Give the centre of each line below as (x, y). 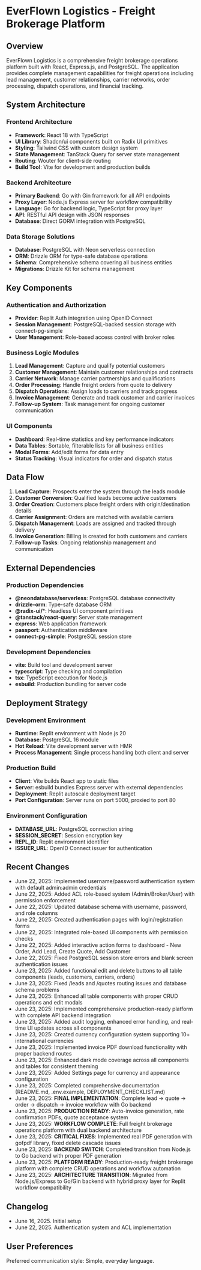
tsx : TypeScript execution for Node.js (61, 678)
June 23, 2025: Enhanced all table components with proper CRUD (96, 996)
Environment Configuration (47, 816)
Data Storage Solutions (40, 237)
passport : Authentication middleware (61, 630)
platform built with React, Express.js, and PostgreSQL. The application (93, 67)
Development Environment (46, 720)
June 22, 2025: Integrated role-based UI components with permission (101, 932)
